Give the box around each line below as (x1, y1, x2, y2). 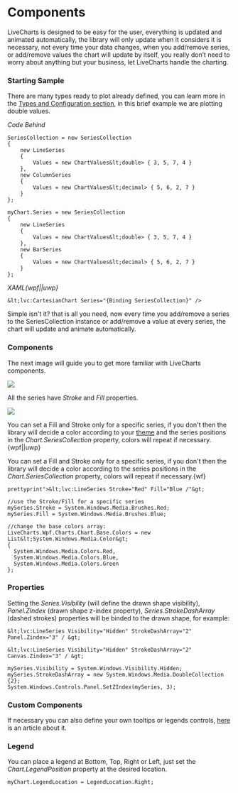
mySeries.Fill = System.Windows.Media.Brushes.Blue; (7, 510, 167, 518)
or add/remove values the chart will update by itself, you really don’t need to (7, 50, 230, 59)
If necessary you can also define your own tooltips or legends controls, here (7, 716, 231, 725)
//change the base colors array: (7, 523, 107, 530)
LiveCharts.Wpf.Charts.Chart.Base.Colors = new (7, 529, 151, 536)
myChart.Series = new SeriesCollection (7, 209, 126, 217)
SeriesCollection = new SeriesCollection (7, 134, 132, 142)
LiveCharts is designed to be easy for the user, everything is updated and (7, 28, 222, 36)
